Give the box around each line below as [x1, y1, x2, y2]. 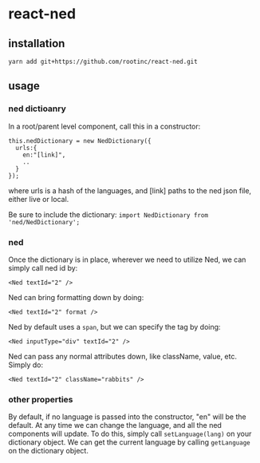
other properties [8, 394, 73, 405]
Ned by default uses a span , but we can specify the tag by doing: [8, 322, 221, 331]
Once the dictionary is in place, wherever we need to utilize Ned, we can [8, 255, 246, 264]
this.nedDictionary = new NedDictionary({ [8, 137, 152, 144]
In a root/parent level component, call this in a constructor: [8, 121, 201, 131]
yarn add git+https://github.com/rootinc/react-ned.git [8, 57, 198, 65]
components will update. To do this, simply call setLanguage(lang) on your [8, 429, 252, 439]
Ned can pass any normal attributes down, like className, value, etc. [8, 351, 238, 361]
